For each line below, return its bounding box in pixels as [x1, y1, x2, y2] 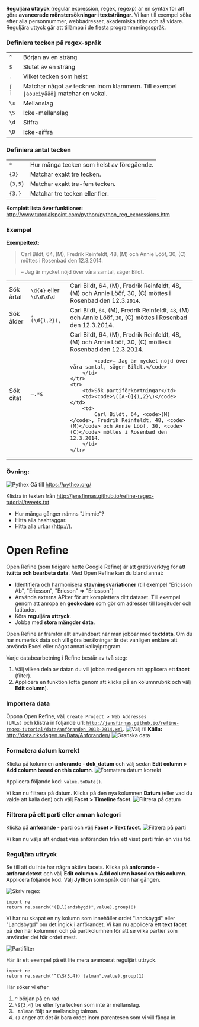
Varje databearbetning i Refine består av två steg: [6, 654, 127, 661]
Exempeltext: [6, 239, 40, 246]
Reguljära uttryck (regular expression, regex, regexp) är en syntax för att [6, 5, 185, 12]
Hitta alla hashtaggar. [14, 517, 67, 524]
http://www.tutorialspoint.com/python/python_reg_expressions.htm [6, 210, 171, 218]
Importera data [6, 699, 50, 708]
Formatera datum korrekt [6, 747, 80, 755]
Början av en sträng [23, 53, 78, 62]
